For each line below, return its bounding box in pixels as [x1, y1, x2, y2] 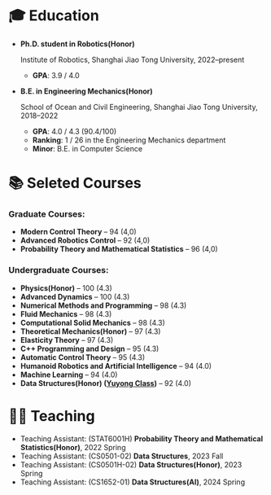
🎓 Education [8, 7, 99, 25]
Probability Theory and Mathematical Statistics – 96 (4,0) [20, 244, 218, 254]
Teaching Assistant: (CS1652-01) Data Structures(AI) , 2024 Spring [20, 477, 246, 487]
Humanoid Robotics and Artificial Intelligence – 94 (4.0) [20, 361, 212, 370]
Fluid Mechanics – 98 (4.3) [20, 309, 112, 318]
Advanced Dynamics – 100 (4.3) [20, 291, 130, 301]
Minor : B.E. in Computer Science [32, 143, 143, 153]
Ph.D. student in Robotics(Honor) [20, 38, 136, 49]
